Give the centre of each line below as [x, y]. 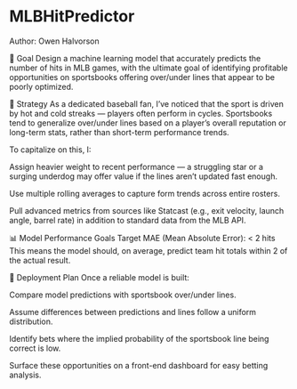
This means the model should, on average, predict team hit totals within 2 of [148, 250]
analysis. [25, 375]
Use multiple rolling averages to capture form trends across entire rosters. [144, 193]
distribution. [31, 321]
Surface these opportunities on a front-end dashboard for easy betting [139, 365]
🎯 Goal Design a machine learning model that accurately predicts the [135, 58]
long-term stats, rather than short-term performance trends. [119, 132]
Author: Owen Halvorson [54, 41]
